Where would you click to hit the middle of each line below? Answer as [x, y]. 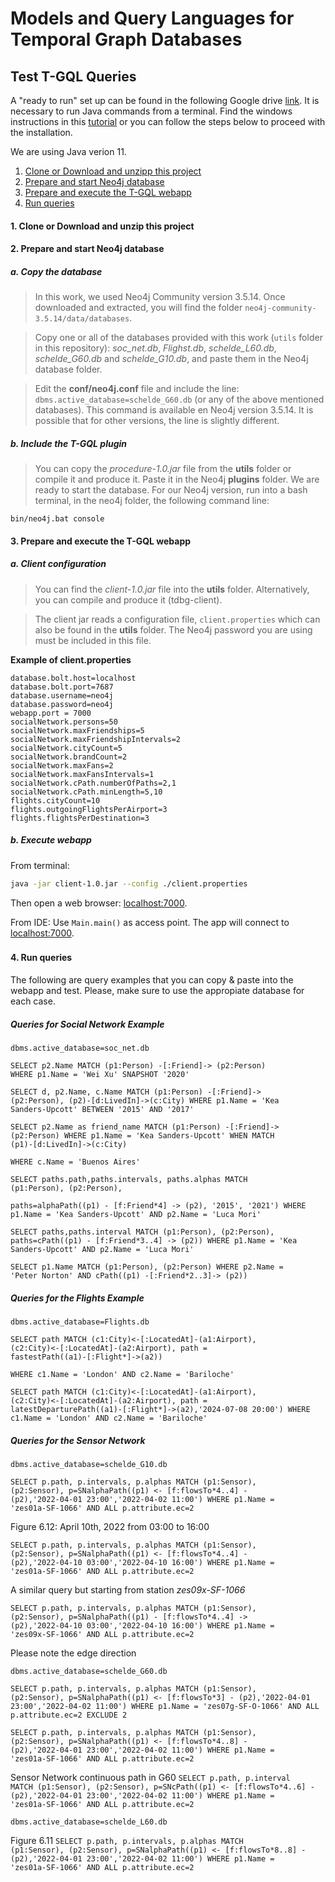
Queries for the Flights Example [77, 1298]
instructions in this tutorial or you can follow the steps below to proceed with [168, 121]
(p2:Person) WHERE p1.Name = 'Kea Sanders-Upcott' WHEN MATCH [142, 1136]
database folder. [68, 369]
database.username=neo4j [62, 695]
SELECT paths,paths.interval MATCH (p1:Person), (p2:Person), [142, 1232]
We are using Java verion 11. [68, 151]
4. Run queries [41, 958]
